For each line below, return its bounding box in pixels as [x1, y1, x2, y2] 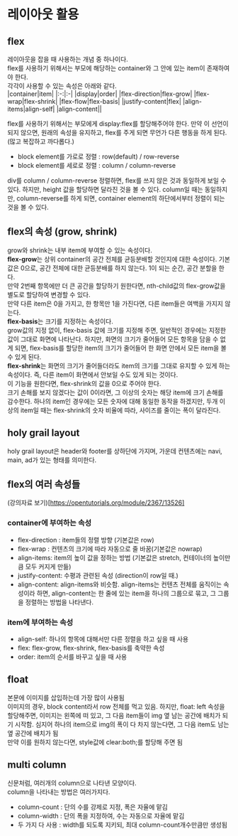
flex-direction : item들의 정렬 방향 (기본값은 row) [17, 535, 154, 544]
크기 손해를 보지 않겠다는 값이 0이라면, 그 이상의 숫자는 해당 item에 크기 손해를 [7, 388, 224, 397]
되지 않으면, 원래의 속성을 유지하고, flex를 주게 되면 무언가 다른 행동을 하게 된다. [7, 129, 227, 136]
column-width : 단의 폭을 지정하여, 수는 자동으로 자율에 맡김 [17, 811, 185, 820]
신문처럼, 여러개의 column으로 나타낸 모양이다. [7, 778, 137, 787]
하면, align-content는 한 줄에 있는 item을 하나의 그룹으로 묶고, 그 [36, 589, 216, 597]
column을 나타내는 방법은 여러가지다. [7, 787, 110, 796]
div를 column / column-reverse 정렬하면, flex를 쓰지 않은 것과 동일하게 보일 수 [7, 176, 227, 185]
